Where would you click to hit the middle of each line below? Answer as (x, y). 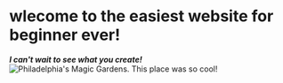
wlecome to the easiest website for (141, 16)
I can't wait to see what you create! (76, 59)
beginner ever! (65, 35)
